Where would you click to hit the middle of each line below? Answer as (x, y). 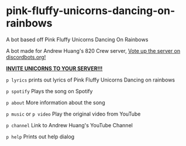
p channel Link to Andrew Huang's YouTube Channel (69, 125)
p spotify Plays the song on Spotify (49, 91)
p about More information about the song (56, 102)
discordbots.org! (26, 57)
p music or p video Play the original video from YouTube (73, 114)
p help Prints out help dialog (40, 137)
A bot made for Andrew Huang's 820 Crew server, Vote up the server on (93, 50)
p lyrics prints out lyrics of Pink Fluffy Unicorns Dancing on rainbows (91, 80)
